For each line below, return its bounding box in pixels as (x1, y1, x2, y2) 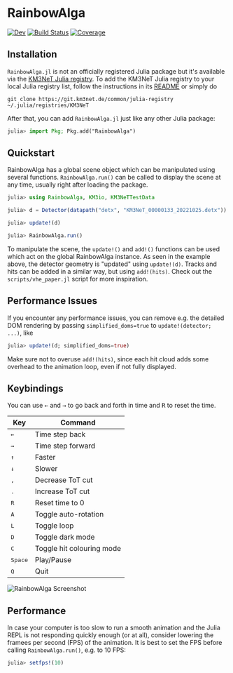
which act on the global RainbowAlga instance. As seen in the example (7, 252, 211, 260)
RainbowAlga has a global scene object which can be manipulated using (7, 166, 216, 174)
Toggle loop (34, 521, 74, 531)
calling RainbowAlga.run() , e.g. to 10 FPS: (7, 646, 126, 654)
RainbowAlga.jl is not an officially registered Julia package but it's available (7, 67, 225, 75)
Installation (7, 48, 57, 60)
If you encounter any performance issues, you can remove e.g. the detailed (7, 314, 225, 322)
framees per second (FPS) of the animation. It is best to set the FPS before (7, 639, 223, 647)
